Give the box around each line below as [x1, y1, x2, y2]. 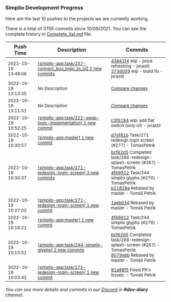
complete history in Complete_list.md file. [5, 31, 93, 37]
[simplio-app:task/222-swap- [37, 115, 100, 121]
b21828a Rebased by [111, 185, 155, 191]
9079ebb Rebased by [111, 252, 155, 258]
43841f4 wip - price [111, 58, 153, 64]
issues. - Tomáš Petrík [111, 272, 156, 278]
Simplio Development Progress [5, 4, 83, 11]
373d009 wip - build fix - [111, 68, 163, 74]
